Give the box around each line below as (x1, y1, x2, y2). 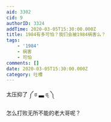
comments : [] (6, 60, 39, 66)
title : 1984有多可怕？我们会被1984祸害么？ (6, 32, 106, 38)
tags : (6, 37, 20, 43)
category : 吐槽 (6, 71, 43, 77)
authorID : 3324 (6, 20, 45, 26)
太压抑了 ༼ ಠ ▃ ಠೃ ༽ (6, 91, 55, 98)
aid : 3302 (6, 9, 32, 15)
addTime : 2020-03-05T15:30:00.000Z (6, 26, 96, 32)
